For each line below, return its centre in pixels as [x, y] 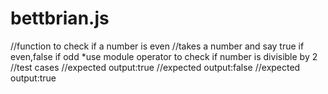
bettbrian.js [60, 18]
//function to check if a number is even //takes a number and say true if [157, 46]
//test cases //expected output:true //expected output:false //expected [155, 67]
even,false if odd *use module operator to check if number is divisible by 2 [164, 56]
